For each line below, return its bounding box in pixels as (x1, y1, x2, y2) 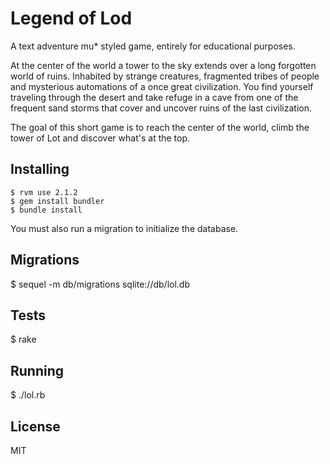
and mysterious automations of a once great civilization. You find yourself (10, 80, 314, 92)
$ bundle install (10, 205, 83, 215)
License (10, 418, 61, 435)
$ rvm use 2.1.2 (10, 187, 78, 197)
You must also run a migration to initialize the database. (10, 222, 239, 234)
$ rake (10, 333, 37, 346)
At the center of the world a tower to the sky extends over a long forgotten (10, 59, 317, 71)
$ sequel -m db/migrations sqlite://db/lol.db (10, 278, 190, 290)
